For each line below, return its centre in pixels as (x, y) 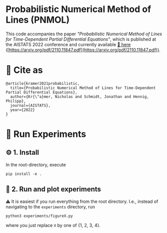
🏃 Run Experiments (46, 134)
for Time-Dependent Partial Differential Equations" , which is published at (81, 39)
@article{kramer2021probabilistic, (43, 83)
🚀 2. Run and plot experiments (53, 189)
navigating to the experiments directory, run (50, 206)
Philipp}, (16, 101)
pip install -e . (24, 174)
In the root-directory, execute (36, 165)
